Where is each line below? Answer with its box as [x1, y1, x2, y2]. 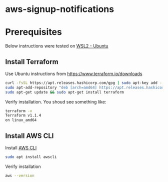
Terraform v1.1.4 [5, 113, 41, 118]
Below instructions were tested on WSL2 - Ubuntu [5, 43, 108, 49]
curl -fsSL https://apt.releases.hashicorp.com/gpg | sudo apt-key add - [5, 80, 162, 85]
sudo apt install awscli [5, 154, 57, 159]
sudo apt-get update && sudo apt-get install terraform [5, 89, 124, 94]
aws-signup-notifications [5, 3, 114, 15]
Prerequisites [5, 26, 62, 38]
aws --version [5, 173, 35, 178]
